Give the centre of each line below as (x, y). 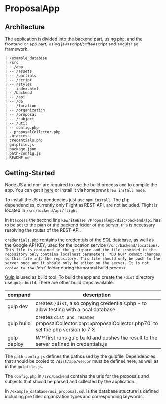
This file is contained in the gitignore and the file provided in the (80, 250)
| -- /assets (19, 71)
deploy (16, 344)
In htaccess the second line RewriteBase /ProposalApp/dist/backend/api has (83, 220)
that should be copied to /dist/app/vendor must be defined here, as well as (82, 361)
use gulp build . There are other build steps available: (60, 282)
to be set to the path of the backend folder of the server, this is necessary (80, 225)
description (97, 295)
